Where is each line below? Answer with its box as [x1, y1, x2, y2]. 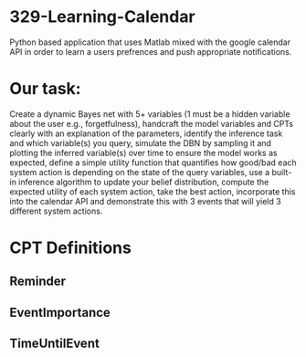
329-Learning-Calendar [9, 6, 195, 27]
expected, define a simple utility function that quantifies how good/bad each [9, 157, 297, 168]
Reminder [9, 274, 67, 289]
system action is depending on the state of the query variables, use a [9, 166, 270, 177]
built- [271, 166, 292, 177]
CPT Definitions [9, 237, 132, 258]
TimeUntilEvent [9, 336, 100, 352]
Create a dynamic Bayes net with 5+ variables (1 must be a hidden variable [9, 108, 290, 120]
